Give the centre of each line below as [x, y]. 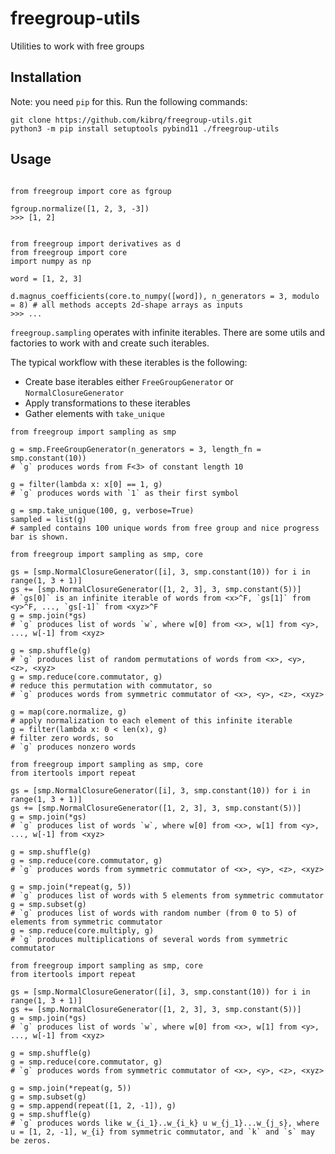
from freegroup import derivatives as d [96, 243]
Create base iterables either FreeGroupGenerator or [129, 381]
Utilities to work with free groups [77, 46]
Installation [46, 77]
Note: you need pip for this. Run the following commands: [129, 101]
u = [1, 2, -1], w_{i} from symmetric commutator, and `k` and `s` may [162, 1132]
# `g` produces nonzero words [73, 747]
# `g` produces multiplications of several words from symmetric [149, 939]
